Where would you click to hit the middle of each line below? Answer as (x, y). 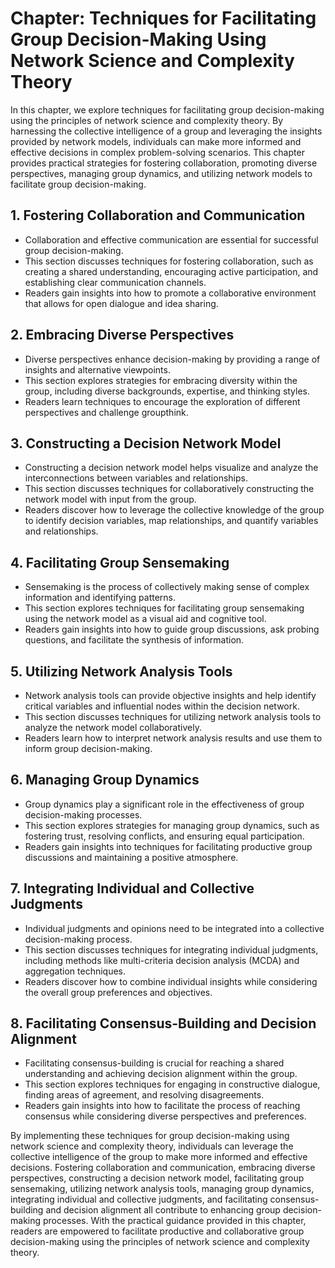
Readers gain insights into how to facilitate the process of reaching (162, 1106)
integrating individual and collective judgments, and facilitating (139, 1199)
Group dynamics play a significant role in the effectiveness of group (164, 804)
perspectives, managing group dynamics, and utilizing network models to (161, 173)
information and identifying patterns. (100, 598)
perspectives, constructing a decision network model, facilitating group (157, 1178)
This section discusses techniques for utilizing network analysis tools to (173, 716)
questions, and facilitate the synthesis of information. (134, 640)
